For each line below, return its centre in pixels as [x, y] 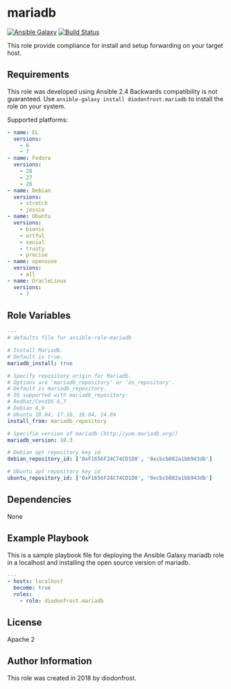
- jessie [32, 210]
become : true [32, 588]
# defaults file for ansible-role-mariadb [69, 338]
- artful [32, 235]
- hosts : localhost [35, 581]
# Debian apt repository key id [54, 453]
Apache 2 [21, 639]
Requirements [38, 75]
